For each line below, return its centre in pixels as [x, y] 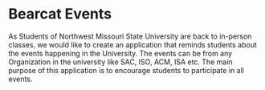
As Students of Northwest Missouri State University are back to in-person [130, 36]
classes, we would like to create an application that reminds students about [132, 44]
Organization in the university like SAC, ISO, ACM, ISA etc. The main [120, 62]
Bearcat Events [60, 14]
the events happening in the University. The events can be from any [120, 53]
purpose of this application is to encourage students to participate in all [126, 70]
